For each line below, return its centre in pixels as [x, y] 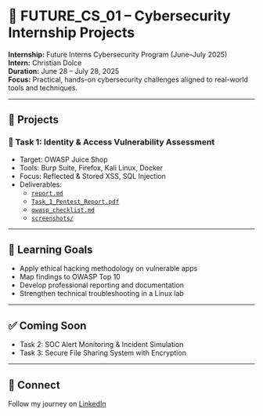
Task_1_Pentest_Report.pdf [75, 202]
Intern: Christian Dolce [45, 63]
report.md [47, 193]
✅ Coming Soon [47, 325]
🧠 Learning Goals [50, 250]
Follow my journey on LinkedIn [58, 404]
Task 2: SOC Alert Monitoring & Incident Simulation [101, 345]
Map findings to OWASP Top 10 [70, 277]
